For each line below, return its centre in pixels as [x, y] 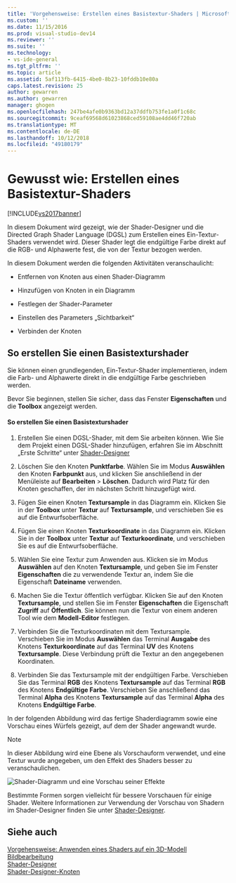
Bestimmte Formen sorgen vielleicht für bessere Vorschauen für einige [110, 795]
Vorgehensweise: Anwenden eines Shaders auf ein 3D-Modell [97, 849]
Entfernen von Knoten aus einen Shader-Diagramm [91, 277]
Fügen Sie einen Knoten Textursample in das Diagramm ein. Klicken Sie [122, 502]
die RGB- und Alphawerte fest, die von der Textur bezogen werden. [105, 249]
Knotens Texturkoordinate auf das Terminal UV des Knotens [106, 646]
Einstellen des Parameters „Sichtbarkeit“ [76, 318]
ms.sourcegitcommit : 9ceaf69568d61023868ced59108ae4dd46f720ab [102, 118]
